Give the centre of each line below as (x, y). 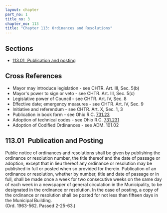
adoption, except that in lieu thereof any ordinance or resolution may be (79, 163)
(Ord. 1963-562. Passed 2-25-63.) (40, 206)
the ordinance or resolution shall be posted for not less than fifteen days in (82, 195)
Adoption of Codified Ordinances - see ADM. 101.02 (66, 125)
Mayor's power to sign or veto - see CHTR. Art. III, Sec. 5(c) (74, 93)
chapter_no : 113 (22, 24)
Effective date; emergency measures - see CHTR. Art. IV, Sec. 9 (78, 104)
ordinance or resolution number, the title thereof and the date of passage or (83, 158)
